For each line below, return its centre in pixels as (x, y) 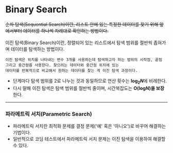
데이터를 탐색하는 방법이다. (38, 49)
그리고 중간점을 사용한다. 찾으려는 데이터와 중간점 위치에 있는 (62, 65)
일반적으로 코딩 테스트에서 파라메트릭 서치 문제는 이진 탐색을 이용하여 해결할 (89, 139)
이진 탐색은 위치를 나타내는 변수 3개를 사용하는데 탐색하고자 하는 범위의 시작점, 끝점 (84, 60)
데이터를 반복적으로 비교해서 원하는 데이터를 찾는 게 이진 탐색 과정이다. (72, 70)
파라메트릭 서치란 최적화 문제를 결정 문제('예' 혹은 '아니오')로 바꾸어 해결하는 (89, 126)
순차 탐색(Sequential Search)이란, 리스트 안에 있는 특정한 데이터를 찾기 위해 (82, 24)
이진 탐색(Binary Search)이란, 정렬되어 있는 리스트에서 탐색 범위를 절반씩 (79, 43)
